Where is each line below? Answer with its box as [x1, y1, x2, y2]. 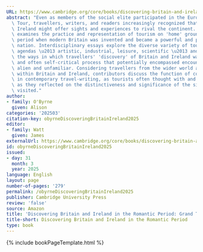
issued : [6, 149, 26, 155]
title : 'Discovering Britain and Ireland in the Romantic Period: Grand [6, 211, 193, 218]
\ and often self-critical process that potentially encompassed [11, 59, 180, 65]
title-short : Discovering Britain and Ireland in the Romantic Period [6, 217, 188, 223]
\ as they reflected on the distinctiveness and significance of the [11, 82, 190, 88]
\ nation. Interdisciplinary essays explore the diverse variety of [11, 43, 188, 49]
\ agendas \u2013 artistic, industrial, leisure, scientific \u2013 [11, 48, 188, 54]
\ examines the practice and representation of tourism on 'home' [11, 31, 182, 37]
